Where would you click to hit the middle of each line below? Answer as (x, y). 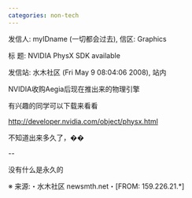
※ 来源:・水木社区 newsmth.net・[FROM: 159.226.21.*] (96, 186)
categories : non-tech (44, 15)
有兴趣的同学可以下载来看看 (53, 105)
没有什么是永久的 (36, 169)
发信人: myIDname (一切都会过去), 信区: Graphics (87, 38)
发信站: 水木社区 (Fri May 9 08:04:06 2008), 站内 (87, 72)
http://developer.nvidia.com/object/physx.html (83, 121)
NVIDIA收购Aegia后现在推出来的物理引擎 (74, 89)
